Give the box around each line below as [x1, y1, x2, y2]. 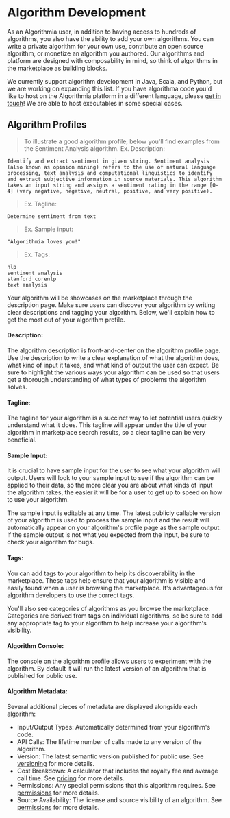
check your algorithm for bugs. [7, 538, 94, 546]
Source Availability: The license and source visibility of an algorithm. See [16, 795, 222, 804]
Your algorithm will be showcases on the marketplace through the [7, 293, 193, 302]
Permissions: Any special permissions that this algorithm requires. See [16, 781, 216, 789]
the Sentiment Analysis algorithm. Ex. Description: [23, 144, 166, 152]
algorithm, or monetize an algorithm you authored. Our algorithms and [7, 49, 205, 58]
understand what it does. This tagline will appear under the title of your [7, 421, 207, 429]
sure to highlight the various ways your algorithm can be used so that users [7, 368, 220, 376]
